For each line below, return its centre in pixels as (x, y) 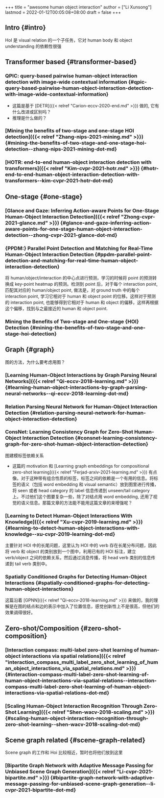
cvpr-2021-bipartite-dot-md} (41, 790)
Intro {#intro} (25, 28)
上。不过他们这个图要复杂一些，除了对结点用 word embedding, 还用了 (82, 497)
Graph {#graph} (30, 350)
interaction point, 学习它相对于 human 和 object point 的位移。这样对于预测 (81, 296)
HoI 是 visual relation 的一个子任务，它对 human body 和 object (69, 40)
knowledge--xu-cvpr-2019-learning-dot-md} (60, 534)
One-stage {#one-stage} (44, 196)
